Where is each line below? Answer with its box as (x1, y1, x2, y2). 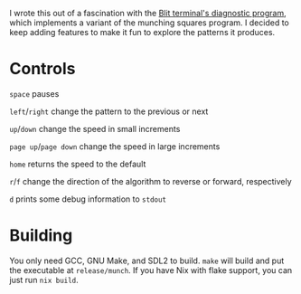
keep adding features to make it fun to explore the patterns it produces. (9, 27, 276, 37)
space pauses (9, 88, 60, 99)
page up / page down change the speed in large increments (9, 140, 221, 152)
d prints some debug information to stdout (9, 194, 167, 204)
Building (9, 225, 73, 246)
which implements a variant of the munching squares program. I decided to (9, 17, 289, 28)
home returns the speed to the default (9, 158, 146, 169)
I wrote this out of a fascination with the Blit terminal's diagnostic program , (9, 8, 287, 18)
